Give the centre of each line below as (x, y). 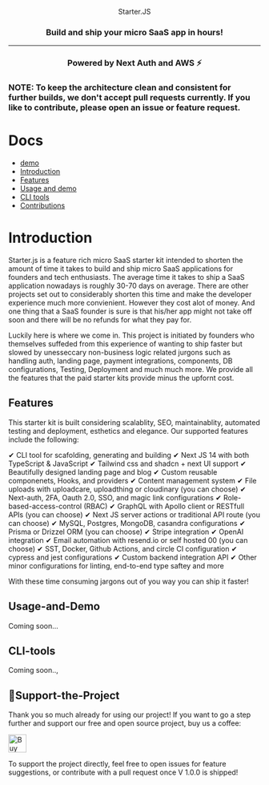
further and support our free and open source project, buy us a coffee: (125, 723)
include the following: (44, 439)
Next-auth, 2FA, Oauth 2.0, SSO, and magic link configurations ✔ (115, 497)
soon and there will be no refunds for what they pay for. (100, 320)
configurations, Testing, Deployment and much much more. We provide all (131, 370)
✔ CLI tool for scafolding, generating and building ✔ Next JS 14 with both (129, 455)
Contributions (42, 206)
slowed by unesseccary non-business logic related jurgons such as (119, 353)
